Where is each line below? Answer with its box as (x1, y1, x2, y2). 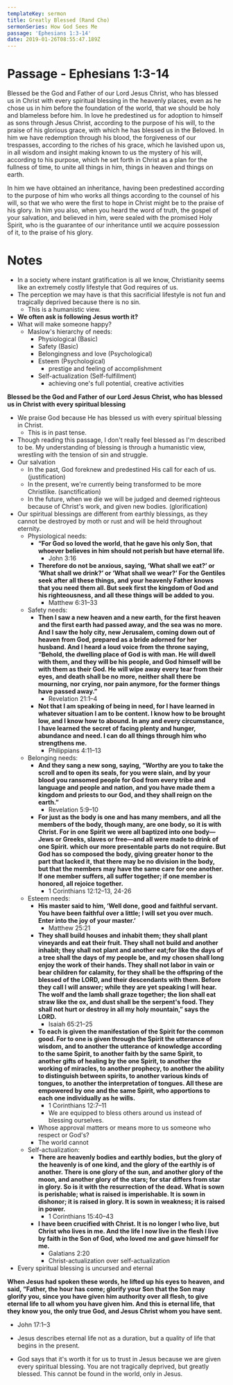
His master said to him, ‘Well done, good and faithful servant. (37, 902, 218, 910)
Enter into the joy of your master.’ (37, 917, 137, 924)
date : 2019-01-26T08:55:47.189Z (7, 36, 101, 43)
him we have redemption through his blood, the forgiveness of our (7, 134, 196, 142)
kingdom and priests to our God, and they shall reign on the (37, 791, 213, 799)
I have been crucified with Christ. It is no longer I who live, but (37, 1219, 220, 1228)
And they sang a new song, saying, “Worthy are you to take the (37, 761, 224, 769)
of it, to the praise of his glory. (7, 228, 94, 237)
